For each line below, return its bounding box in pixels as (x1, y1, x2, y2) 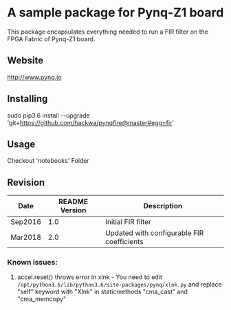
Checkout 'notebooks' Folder (7, 157, 89, 165)
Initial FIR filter (105, 217, 151, 227)
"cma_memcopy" (16, 295, 67, 303)
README (58, 197, 88, 207)
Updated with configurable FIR (105, 228, 204, 238)
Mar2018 (10, 232, 41, 242)
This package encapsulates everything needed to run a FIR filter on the (7, 27, 208, 36)
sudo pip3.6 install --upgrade (7, 111, 91, 120)
